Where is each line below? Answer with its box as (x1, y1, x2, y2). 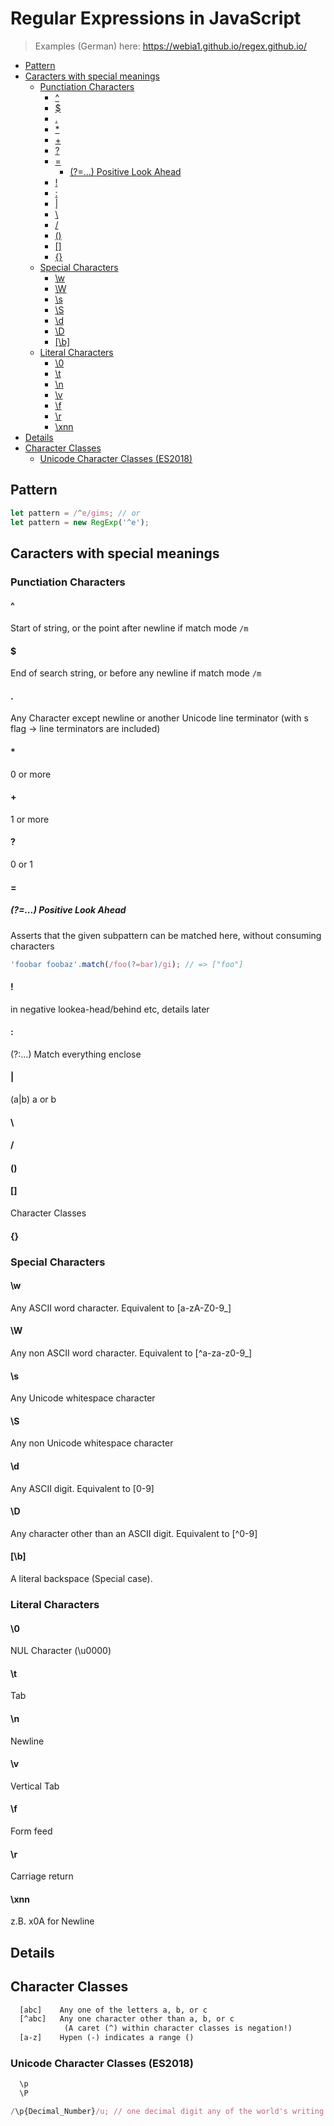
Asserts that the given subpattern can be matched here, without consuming (10, 929, 322, 941)
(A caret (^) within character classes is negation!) (63, 2023, 293, 2034)
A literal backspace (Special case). (10, 1573, 153, 1584)
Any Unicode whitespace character (10, 1392, 156, 1404)
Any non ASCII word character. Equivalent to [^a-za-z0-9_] (10, 1347, 253, 1359)
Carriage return (10, 1870, 74, 1882)
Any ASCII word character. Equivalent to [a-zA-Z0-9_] (10, 1302, 232, 1314)
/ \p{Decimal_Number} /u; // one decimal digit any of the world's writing (10, 2107, 325, 2117)
